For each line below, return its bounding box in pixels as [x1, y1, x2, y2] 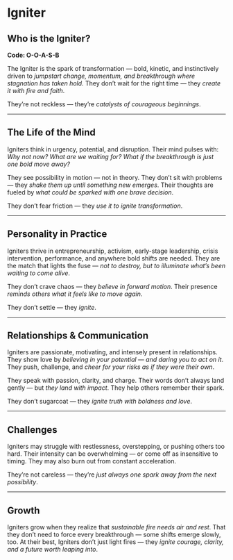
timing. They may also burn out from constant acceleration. [7, 457, 177, 466]
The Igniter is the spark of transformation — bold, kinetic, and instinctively [7, 65, 219, 72]
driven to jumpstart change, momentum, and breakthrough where [7, 72, 196, 80]
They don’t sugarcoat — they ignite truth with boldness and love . [7, 397, 193, 406]
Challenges [7, 424, 58, 436]
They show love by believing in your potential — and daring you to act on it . [7, 356, 224, 364]
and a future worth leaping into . [7, 545, 98, 554]
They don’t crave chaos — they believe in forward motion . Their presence [7, 282, 218, 290]
